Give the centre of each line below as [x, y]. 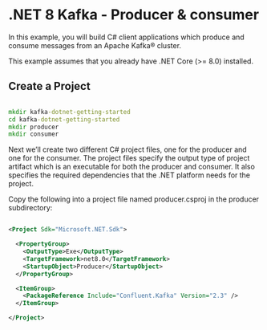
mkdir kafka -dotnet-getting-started [69, 112]
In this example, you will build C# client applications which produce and [126, 37]
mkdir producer [34, 127]
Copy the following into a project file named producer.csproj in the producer [133, 199]
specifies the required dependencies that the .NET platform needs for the [129, 175]
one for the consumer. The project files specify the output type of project [129, 158]
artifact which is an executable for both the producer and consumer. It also [131, 167]
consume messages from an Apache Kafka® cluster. [95, 45]
